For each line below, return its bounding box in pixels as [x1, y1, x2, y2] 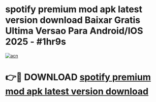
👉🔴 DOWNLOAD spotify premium [5, 72, 151, 83]
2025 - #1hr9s [5, 36, 66, 48]
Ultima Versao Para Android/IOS [5, 25, 143, 37]
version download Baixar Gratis [5, 14, 141, 26]
